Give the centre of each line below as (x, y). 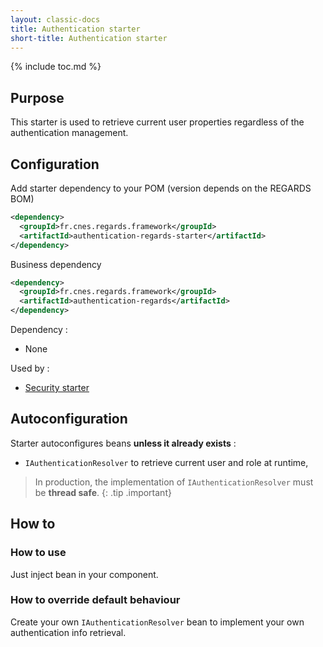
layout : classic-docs (55, 19)
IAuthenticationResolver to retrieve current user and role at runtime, (166, 462)
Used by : (30, 368)
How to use (38, 553)
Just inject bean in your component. (84, 574)
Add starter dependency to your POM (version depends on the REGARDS (161, 188)
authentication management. (69, 133)
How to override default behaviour (95, 600)
